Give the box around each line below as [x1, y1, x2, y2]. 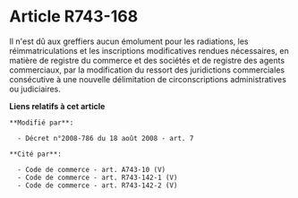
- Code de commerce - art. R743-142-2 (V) [17, 181, 178, 190]
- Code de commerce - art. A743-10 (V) [17, 165, 166, 174]
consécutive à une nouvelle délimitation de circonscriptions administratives [9, 73, 286, 84]
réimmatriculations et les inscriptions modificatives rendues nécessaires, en [9, 45, 289, 56]
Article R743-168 [9, 6, 139, 27]
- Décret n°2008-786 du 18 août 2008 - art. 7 [17, 133, 194, 142]
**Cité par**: [9, 150, 63, 159]
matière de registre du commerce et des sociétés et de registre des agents [9, 55, 285, 65]
